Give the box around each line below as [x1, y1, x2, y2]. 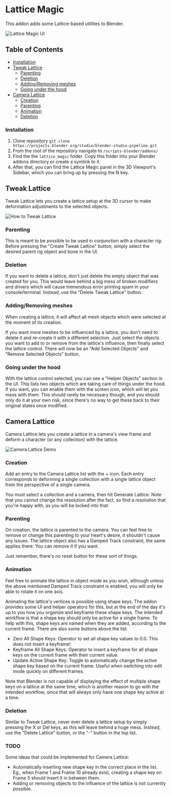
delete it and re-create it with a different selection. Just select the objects [5, 334, 160, 341]
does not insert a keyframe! [12, 641, 71, 647]
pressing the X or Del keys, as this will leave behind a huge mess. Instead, [5, 724, 161, 730]
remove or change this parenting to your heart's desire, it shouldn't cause [5, 532, 160, 538]
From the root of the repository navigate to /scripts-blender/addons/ [12, 148, 158, 154]
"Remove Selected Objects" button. [5, 351, 80, 357]
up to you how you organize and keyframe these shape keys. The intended [5, 609, 163, 615]
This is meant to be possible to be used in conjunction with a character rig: [5, 238, 162, 244]
